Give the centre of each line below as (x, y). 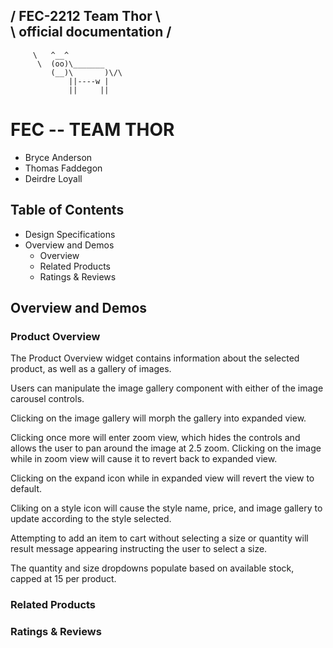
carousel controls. (47, 399)
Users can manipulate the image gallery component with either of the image (167, 388)
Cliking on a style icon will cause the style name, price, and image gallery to (166, 508)
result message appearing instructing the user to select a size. (139, 549)
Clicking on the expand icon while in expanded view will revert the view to (162, 478)
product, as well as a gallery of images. (91, 369)
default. (26, 489)
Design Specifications (70, 234)
